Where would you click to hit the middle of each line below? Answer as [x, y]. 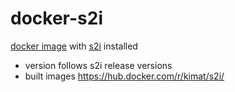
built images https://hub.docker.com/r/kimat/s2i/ [124, 76]
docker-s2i [56, 18]
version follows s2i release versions [98, 65]
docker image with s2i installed [74, 46]
